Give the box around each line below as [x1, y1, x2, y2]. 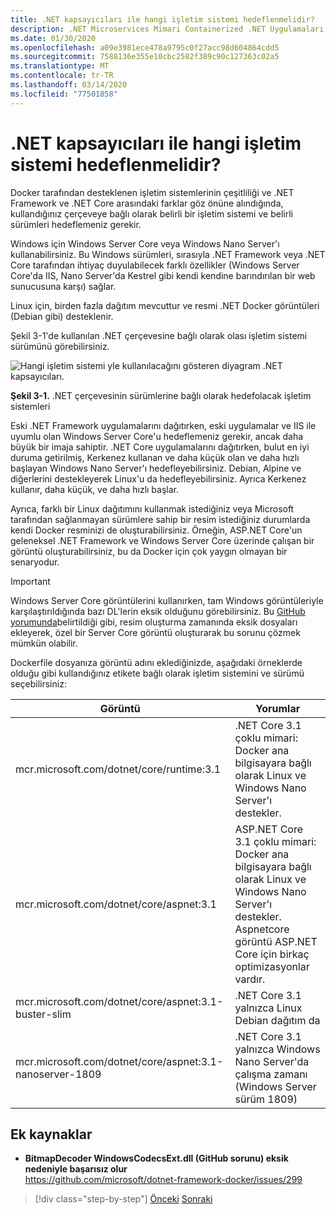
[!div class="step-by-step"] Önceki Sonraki [34, 1193, 213, 1205]
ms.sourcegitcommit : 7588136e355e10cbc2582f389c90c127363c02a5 [10, 52, 280, 62]
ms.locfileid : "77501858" [10, 89, 118, 99]
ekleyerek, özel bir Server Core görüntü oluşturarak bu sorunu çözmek [10, 626, 301, 638]
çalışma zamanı [234, 1067, 308, 1081]
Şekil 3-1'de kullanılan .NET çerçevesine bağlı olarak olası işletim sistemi [10, 329, 308, 341]
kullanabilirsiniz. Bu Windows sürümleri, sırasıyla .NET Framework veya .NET [10, 248, 326, 260]
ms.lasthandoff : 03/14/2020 [10, 80, 128, 90]
